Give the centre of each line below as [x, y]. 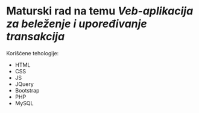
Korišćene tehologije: [33, 53]
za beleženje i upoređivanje [77, 24]
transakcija [36, 37]
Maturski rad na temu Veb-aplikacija [100, 11]
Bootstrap [27, 90]
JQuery [24, 84]
